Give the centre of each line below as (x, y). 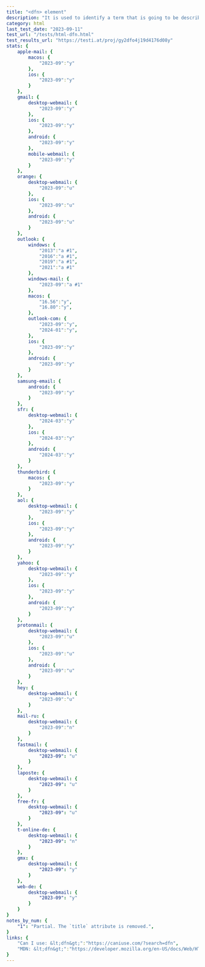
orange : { (30, 177)
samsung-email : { (39, 381)
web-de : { (30, 886)
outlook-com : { (48, 319)
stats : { (17, 46)
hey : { (26, 688)
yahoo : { (28, 563)
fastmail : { (32, 745)
